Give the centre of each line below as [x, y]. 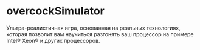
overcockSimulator [56, 11]
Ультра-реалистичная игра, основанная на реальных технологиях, [93, 28]
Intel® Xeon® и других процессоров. [53, 40]
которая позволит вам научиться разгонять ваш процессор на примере [100, 34]
